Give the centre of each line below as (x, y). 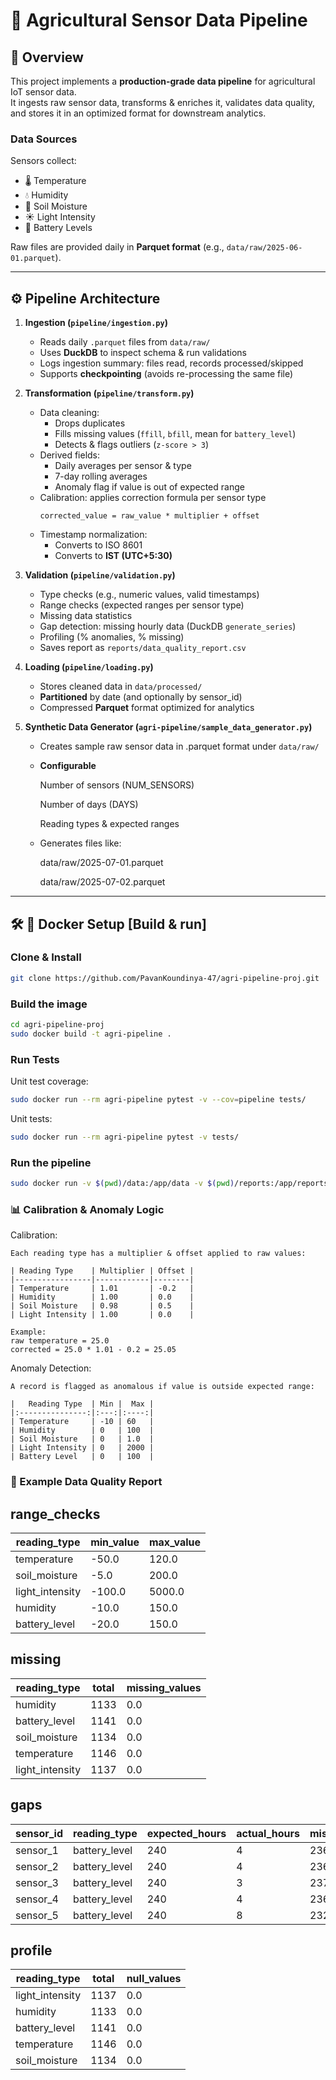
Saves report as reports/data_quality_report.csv (143, 648)
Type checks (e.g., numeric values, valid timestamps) (149, 595)
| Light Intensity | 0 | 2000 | (82, 1448)
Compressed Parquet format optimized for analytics (147, 708)
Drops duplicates (90, 423)
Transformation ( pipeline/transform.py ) (109, 393)
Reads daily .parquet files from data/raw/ (125, 342)
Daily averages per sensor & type (123, 466)
